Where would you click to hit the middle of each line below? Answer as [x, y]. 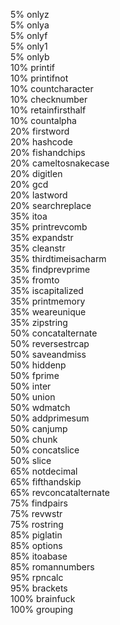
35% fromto [35, 280]
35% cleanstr [38, 248]
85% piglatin [36, 535]
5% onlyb [30, 57]
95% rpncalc [37, 577]
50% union [33, 397]
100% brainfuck [43, 598]
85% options [36, 545]
